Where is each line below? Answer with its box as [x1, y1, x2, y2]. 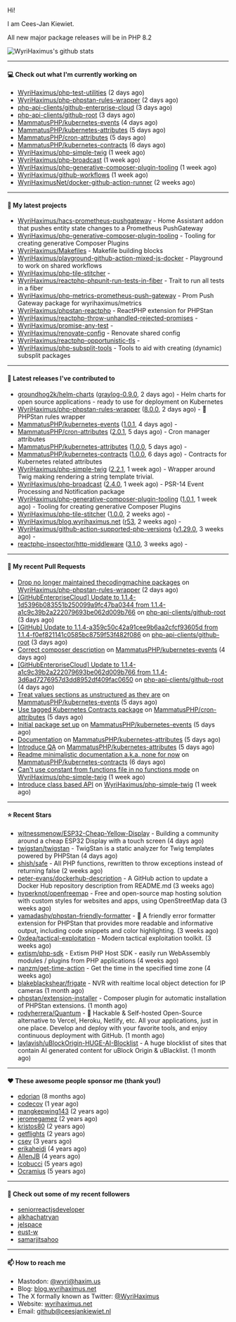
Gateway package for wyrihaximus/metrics [17, 299, 143, 307]
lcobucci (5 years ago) [17, 1159, 83, 1168]
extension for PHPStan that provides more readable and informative [17, 919, 214, 927]
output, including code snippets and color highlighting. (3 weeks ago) [17, 927, 219, 935]
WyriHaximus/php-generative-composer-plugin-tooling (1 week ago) [17, 163, 217, 172]
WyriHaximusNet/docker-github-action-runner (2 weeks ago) [17, 178, 195, 187]
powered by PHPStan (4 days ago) [17, 852, 118, 860]
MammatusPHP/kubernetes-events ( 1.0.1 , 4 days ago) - [17, 419, 178, 428]
